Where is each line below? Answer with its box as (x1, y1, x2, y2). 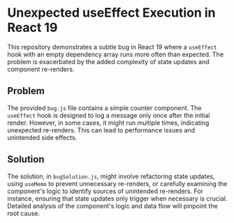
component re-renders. (7, 65, 75, 73)
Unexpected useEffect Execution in (7, 5, 216, 21)
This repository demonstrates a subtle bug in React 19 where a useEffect (7, 43, 217, 51)
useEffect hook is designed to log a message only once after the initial (7, 111, 210, 119)
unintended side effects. (7, 133, 78, 141)
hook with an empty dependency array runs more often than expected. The (7, 50, 224, 59)
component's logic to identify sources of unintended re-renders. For (7, 187, 204, 195)
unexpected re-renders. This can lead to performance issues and (7, 125, 196, 134)
